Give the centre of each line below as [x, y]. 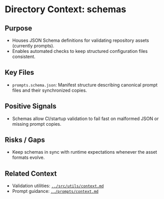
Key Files [19, 73]
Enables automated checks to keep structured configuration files [80, 51]
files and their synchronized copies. [50, 90]
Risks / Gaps [25, 140]
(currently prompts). [33, 46]
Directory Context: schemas [65, 9]
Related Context [31, 173]
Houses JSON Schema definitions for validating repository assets [80, 40]
